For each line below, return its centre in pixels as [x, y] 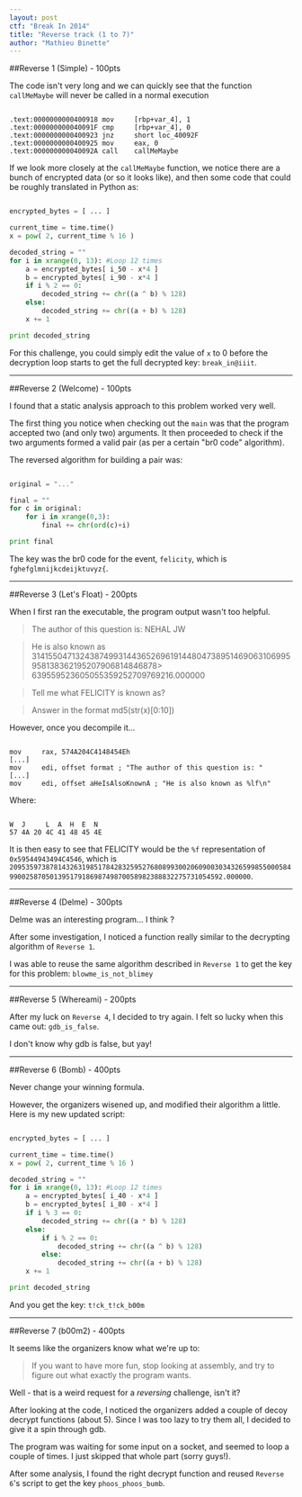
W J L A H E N [54, 825]
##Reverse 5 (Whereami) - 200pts [73, 999]
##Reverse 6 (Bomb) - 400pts [65, 1069]
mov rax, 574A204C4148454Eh [70, 752]
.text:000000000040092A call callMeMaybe [94, 151]
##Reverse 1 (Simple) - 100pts [65, 68]
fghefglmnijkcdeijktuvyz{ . [59, 568]
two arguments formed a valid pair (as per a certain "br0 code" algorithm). [147, 442]
